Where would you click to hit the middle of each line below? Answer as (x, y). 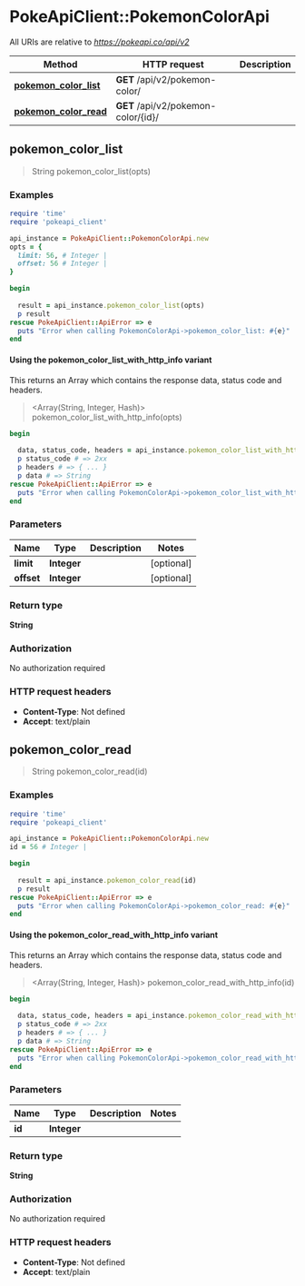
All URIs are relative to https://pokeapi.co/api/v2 (99, 42)
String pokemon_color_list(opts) (91, 171)
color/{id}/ (137, 117)
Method (60, 64)
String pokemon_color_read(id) (89, 772)
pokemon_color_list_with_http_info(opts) (107, 417)
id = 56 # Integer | (49, 847)
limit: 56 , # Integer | (62, 255)
